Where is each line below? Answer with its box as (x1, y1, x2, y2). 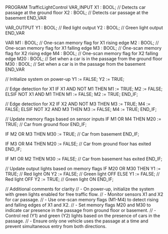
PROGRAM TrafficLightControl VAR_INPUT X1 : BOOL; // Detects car (5, 5, 146, 10)
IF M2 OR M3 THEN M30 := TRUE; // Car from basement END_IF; (5, 131, 139, 137)
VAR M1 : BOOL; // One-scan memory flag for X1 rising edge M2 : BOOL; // (5, 40, 159, 46)
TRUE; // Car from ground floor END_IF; (5, 122, 87, 127)
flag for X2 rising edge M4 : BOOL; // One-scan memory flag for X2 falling (5, 50, 158, 56)
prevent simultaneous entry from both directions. (5, 223, 107, 229)
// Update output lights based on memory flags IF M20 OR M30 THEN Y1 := (5, 166, 161, 171)
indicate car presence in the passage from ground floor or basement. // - (5, 207, 156, 213)
